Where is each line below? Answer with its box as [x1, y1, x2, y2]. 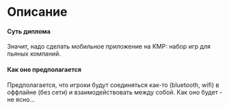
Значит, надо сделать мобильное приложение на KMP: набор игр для [7, 43, 211, 51]
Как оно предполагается [7, 65, 82, 73]
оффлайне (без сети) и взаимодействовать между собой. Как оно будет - [7, 88, 223, 96]
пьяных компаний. [7, 49, 62, 58]
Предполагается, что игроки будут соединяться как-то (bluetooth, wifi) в [7, 80, 219, 89]
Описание [7, 4, 68, 20]
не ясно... [7, 95, 36, 104]
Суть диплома [7, 27, 51, 35]
